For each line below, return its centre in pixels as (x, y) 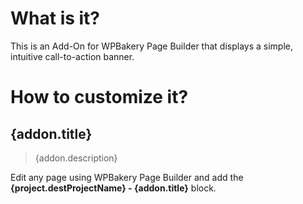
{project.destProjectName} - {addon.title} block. (113, 188)
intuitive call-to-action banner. (72, 56)
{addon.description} (76, 158)
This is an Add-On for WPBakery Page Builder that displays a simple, (151, 46)
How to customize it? (99, 97)
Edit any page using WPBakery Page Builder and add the (127, 177)
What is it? (55, 18)
